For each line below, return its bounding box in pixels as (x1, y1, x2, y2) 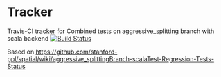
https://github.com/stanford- (35, 47, 118, 56)
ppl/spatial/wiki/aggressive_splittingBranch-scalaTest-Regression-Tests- (7, 54, 215, 63)
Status (7, 62, 26, 70)
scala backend (7, 34, 49, 42)
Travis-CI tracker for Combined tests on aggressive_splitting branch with (7, 27, 215, 35)
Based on (7, 47, 35, 56)
